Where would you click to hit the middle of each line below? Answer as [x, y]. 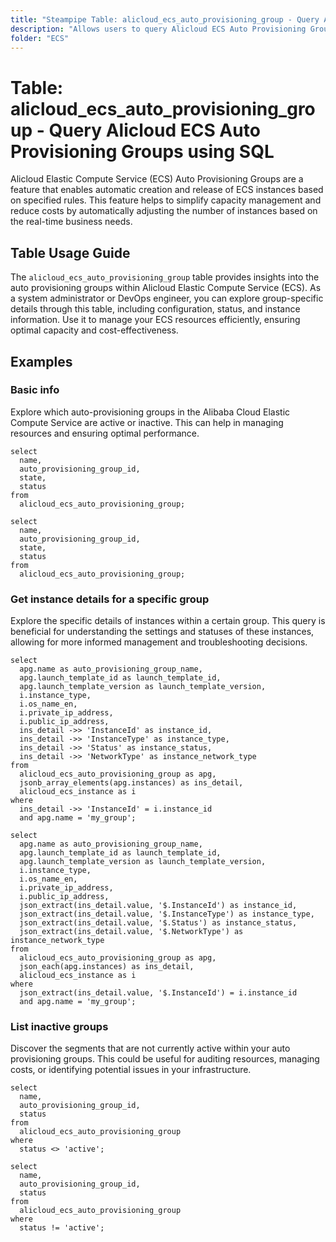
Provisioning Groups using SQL [142, 151]
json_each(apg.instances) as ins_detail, [107, 967]
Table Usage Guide [70, 252]
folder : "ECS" [40, 38]
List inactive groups [59, 1027]
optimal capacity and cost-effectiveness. [94, 330]
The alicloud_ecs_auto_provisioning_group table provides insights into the [165, 277]
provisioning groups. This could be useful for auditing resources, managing [165, 1059]
